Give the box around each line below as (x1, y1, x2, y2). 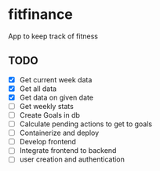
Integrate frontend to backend (19, 146, 117, 155)
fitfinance (8, 5, 73, 24)
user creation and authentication (19, 155, 125, 164)
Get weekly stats (19, 101, 75, 111)
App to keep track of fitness (8, 31, 98, 41)
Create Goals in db (19, 111, 81, 119)
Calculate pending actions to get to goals (19, 119, 153, 129)
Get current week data (19, 75, 93, 84)
